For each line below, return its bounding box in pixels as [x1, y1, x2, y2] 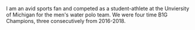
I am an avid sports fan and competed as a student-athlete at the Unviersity [6, 5, 190, 12]
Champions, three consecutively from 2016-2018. [6, 18, 126, 24]
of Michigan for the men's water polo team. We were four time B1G [6, 11, 168, 18]
